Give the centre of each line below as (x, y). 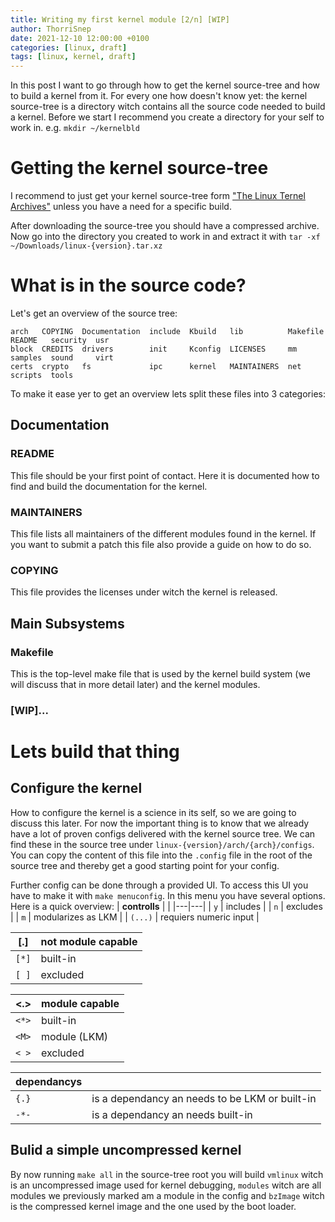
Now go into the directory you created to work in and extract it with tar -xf (165, 237)
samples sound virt (62, 358)
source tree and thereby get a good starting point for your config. (145, 865)
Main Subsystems (67, 623)
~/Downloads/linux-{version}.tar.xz (86, 246)
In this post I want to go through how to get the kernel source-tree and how (165, 85)
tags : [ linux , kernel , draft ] (73, 57)
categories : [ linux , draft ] (69, 47)
